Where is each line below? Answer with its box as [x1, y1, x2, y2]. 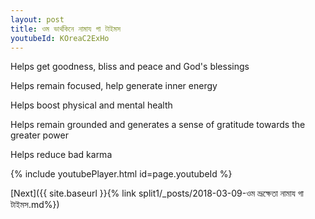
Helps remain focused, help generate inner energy [10, 80, 218, 92]
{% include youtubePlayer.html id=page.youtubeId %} [10, 168, 233, 180]
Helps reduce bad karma [10, 149, 113, 161]
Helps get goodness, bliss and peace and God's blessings [10, 61, 250, 73]
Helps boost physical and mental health [10, 99, 173, 111]
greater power [10, 129, 69, 141]
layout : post [10, 14, 65, 25]
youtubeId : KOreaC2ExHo [10, 33, 110, 43]
